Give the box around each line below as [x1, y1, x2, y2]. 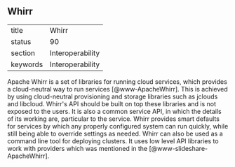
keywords [11, 59, 43, 69]
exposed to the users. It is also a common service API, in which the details [7, 107, 222, 115]
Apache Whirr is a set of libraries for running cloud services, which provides [7, 77, 228, 86]
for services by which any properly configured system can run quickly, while [7, 122, 229, 130]
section [11, 48, 36, 58]
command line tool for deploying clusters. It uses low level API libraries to [7, 136, 219, 145]
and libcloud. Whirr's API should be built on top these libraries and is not [7, 99, 216, 108]
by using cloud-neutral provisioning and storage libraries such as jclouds [7, 92, 218, 101]
